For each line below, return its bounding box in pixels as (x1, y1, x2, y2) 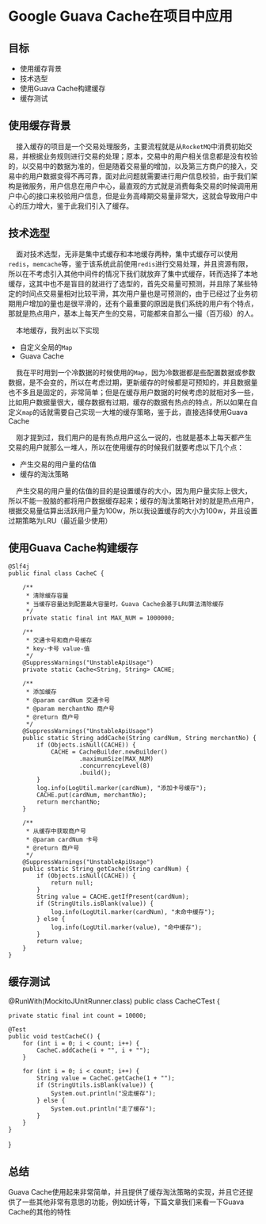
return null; (50, 879, 93, 887)
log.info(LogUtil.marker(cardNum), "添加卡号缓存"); (36, 785, 207, 792)
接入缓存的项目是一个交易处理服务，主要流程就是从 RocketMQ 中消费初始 (15, 141, 246, 151)
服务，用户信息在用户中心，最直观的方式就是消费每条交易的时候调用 (28, 181, 251, 190)
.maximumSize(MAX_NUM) (78, 755, 154, 763)
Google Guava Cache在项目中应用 (8, 7, 234, 25)
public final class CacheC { (8, 570, 104, 577)
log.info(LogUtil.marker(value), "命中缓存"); (50, 923, 203, 932)
